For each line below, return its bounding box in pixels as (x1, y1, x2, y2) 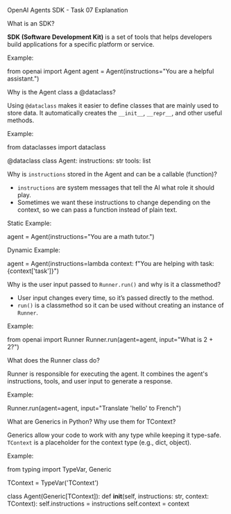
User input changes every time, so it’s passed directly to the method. (17, 294, 214, 301)
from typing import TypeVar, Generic (7, 465, 112, 473)
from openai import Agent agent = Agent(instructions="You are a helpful (7, 67, 214, 75)
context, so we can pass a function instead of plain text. (17, 206, 178, 214)
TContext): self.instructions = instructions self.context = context (7, 499, 189, 508)
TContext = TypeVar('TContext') (7, 479, 99, 487)
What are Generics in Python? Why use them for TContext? (7, 417, 176, 426)
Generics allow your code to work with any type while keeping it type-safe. (7, 431, 222, 439)
